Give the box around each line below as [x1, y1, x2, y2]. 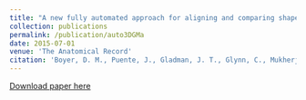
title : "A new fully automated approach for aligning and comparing [9, 13, 275, 23]
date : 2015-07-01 [9, 38, 76, 48]
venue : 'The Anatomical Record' [9, 47, 132, 56]
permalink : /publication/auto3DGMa [9, 30, 145, 39]
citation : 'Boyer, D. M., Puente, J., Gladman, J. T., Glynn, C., [9, 55, 267, 65]
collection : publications [9, 22, 107, 31]
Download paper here [9, 81, 91, 91]
